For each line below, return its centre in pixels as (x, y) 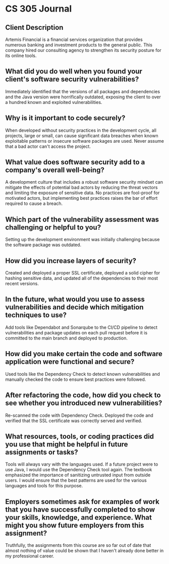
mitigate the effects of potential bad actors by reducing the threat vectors (81, 188)
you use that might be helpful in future (67, 444)
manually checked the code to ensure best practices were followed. (76, 379)
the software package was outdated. (43, 245)
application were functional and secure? (70, 362)
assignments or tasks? (42, 452)
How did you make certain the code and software (84, 354)
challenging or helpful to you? (53, 227)
